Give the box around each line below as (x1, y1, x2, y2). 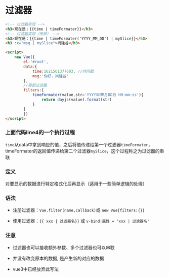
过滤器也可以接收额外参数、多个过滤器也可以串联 (12, 244, 115, 251)
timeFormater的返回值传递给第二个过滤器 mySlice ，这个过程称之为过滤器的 (5, 148, 160, 154)
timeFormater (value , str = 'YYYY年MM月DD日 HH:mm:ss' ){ (32, 93, 144, 98)
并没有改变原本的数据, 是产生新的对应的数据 (12, 255, 104, 261)
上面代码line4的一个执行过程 (5, 129, 75, 136)
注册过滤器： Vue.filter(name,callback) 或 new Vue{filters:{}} (12, 207, 145, 213)
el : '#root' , (23, 59, 49, 65)
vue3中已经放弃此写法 (12, 266, 59, 272)
